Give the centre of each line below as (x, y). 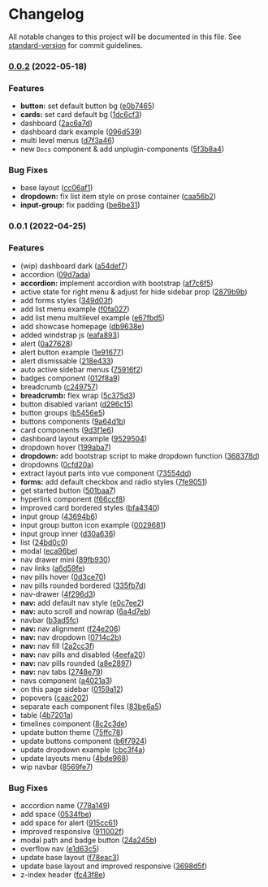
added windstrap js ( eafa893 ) (70, 335)
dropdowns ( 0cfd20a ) (57, 464)
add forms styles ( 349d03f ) (67, 300)
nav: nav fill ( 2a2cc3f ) (57, 646)
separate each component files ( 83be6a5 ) (91, 706)
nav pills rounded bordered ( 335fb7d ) (83, 585)
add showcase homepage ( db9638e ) (82, 326)
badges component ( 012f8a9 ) (70, 378)
